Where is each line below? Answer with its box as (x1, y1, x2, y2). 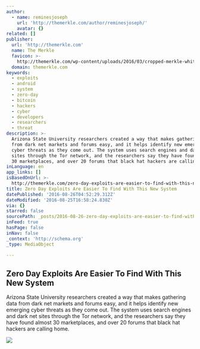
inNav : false (6, 230, 39, 236)
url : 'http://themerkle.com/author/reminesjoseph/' (17, 20, 148, 26)
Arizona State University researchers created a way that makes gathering (6, 294, 186, 301)
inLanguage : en (6, 164, 44, 170)
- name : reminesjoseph (11, 14, 68, 20)
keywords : (6, 70, 31, 76)
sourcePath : (6, 214, 36, 220)
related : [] (6, 31, 36, 37)
